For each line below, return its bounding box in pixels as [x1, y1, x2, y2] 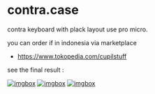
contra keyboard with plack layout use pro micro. [7, 25, 148, 33]
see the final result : [7, 65, 64, 74]
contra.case [7, 2, 79, 18]
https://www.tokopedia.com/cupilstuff [17, 52, 127, 61]
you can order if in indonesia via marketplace [7, 38, 138, 47]
